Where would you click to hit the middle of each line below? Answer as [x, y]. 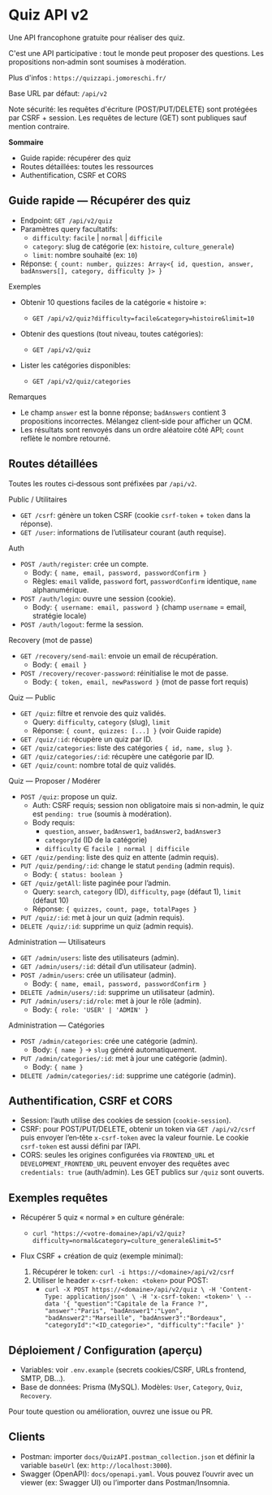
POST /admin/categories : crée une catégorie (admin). [109, 1041]
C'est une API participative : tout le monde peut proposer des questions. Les [136, 53]
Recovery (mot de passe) [51, 640]
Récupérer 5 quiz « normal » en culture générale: [102, 1218]
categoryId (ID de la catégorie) [96, 840]
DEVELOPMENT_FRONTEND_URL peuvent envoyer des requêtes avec [125, 1163]
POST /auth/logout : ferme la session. [82, 624]
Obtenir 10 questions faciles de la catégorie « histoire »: [113, 302]
